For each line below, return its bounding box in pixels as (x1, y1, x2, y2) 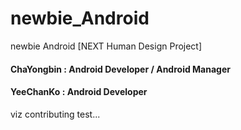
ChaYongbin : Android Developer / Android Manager (10, 63, 231, 75)
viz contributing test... (10, 108, 101, 120)
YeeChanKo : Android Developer (10, 86, 148, 98)
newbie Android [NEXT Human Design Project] (10, 40, 203, 52)
